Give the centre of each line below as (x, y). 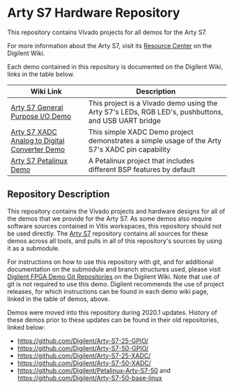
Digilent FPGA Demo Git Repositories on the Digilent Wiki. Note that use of (114, 277)
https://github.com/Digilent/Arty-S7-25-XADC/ (84, 355)
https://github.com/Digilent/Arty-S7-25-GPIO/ (83, 341)
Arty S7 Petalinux (39, 161)
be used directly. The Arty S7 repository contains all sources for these (108, 233)
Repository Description (58, 194)
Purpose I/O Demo (41, 116)
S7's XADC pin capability (129, 149)
